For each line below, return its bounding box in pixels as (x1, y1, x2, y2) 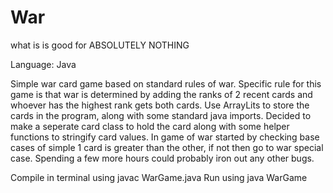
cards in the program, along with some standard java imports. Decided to (10, 109, 312, 121)
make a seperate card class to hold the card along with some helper (10, 120, 290, 132)
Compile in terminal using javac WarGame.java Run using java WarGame (10, 171, 308, 183)
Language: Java (10, 58, 77, 70)
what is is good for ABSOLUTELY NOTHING (10, 39, 190, 51)
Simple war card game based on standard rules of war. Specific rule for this (10, 77, 322, 90)
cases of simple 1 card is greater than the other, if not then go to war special (10, 141, 324, 153)
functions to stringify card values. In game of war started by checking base (10, 131, 320, 143)
